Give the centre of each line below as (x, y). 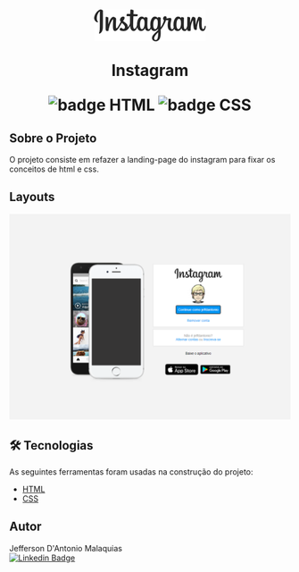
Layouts (32, 197)
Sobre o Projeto (53, 138)
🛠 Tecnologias (51, 446)
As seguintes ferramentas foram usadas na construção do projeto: (131, 471)
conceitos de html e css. (54, 169)
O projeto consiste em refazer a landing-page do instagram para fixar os (142, 160)
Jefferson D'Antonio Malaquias (66, 548)
